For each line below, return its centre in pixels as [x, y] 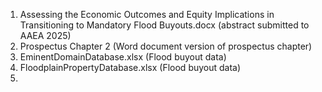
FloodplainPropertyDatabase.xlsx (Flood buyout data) [130, 67]
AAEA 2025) [45, 35]
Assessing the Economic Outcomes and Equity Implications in [147, 14]
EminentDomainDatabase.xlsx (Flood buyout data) [123, 57]
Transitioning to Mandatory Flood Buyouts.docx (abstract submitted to [164, 25]
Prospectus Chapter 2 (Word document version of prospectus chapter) [166, 46]
